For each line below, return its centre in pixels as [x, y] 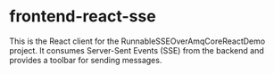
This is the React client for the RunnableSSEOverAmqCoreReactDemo [137, 41]
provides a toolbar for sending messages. [86, 60]
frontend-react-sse [83, 16]
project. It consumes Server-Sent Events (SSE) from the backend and [137, 50]
